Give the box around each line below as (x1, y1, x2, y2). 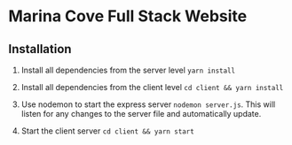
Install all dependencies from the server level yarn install (20, 65, 236, 75)
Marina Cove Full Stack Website (8, 6, 248, 27)
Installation (8, 42, 72, 57)
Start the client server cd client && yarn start (20, 126, 194, 136)
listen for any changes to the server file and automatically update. (20, 109, 262, 118)
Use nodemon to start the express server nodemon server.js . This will (20, 99, 276, 110)
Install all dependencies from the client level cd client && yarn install (20, 82, 284, 92)
